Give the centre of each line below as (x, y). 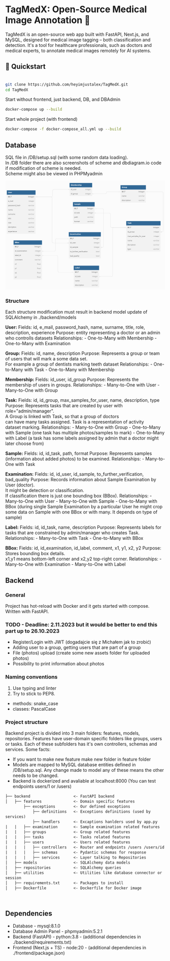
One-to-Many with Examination (38, 344)
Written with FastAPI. (27, 611)
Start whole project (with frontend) (41, 119)
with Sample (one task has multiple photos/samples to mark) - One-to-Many (85, 433)
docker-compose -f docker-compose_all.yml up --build (63, 129)
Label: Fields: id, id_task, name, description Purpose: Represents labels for (83, 527)
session (13, 878)
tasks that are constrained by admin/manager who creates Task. (73, 533)
